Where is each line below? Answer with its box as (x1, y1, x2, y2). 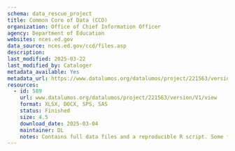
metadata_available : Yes (7, 68, 80, 75)
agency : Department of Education (7, 29, 105, 37)
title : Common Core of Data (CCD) (7, 17, 108, 24)
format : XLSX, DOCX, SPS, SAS (20, 101, 108, 108)
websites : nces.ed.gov (7, 36, 73, 43)
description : (7, 49, 45, 56)
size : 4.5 (20, 113, 49, 120)
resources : (7, 81, 39, 88)
